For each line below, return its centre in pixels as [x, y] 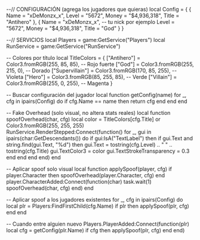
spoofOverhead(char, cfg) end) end [50, 188]
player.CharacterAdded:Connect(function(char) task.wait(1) [79, 182]
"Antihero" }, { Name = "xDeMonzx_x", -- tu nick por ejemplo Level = [90, 22]
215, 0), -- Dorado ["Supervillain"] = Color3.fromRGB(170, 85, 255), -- [92, 71]
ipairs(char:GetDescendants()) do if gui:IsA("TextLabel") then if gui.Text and [99, 138]
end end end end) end [33, 157]
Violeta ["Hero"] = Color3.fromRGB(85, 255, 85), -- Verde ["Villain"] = [92, 77]
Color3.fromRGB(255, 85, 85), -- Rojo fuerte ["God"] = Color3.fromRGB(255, [100, 64]
